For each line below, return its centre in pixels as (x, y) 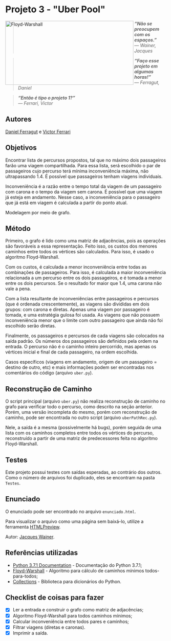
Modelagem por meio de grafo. (38, 212)
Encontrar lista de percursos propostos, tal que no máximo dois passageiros (86, 160)
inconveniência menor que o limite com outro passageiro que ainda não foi (84, 320)
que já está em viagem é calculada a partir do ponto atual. (67, 203)
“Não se (143, 24)
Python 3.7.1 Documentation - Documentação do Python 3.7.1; (77, 565)
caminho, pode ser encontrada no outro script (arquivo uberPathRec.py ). (81, 417)
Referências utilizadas (42, 553)
